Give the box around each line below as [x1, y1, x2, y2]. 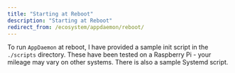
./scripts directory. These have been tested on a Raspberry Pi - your [7, 50, 212, 59]
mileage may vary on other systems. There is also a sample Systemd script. [7, 58, 229, 67]
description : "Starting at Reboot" [7, 17, 113, 24]
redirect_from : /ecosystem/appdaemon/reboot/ [7, 23, 144, 30]
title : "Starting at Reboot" [7, 10, 94, 18]
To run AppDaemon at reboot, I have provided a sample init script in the [7, 43, 209, 52]
